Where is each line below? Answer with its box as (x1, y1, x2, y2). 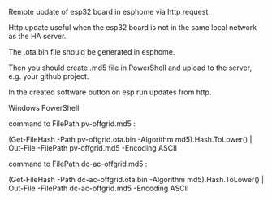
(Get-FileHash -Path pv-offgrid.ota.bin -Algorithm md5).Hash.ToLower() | (8, 134, 253, 144)
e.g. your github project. (8, 72, 89, 81)
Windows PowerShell (8, 103, 80, 112)
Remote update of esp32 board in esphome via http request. (8, 7, 211, 16)
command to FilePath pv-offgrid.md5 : (8, 119, 136, 129)
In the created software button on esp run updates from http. (8, 87, 212, 97)
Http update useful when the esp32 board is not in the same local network (8, 23, 257, 32)
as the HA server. (8, 32, 67, 41)
